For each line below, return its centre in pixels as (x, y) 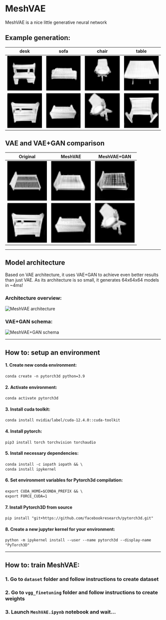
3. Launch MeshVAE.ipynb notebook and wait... (61, 612)
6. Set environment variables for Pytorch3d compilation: (64, 480)
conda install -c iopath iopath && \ (44, 464)
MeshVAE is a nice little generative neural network (56, 22)
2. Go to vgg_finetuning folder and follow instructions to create (82, 592)
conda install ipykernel (31, 469)
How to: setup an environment (53, 353)
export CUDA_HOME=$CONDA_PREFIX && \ (44, 491)
